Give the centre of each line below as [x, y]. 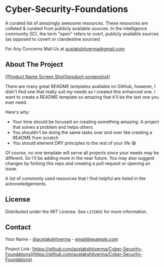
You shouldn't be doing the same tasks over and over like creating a [82, 132]
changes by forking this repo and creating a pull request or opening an [78, 163]
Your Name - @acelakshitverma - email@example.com [62, 239]
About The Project [34, 64]
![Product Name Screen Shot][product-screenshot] [58, 77]
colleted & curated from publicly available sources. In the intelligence [76, 28]
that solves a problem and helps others [52, 127]
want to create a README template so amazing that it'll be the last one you [82, 97]
